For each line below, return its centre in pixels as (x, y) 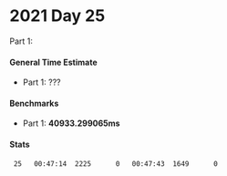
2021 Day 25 (57, 16)
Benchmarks (34, 103)
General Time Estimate (53, 62)
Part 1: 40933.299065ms (71, 123)
